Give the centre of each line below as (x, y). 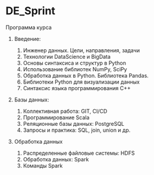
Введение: (27, 39)
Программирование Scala (56, 117)
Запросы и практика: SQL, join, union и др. (77, 130)
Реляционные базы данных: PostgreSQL (74, 123)
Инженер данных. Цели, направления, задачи (81, 50)
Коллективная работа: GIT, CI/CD (65, 111)
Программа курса (29, 27)
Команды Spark (43, 166)
